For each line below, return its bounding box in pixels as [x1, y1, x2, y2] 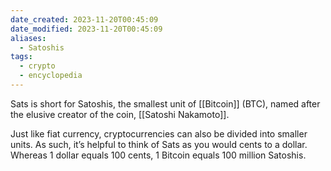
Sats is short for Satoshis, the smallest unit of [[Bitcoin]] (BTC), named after [10, 97, 321, 110]
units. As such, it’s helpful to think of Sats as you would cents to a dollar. [10, 138, 308, 150]
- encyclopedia [19, 71, 83, 81]
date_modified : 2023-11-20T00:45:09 [10, 24, 163, 34]
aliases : [10, 33, 47, 43]
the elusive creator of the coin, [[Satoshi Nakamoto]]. [10, 108, 230, 120]
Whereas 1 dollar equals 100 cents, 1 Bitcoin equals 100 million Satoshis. [10, 149, 307, 161]
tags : [10, 52, 33, 62]
